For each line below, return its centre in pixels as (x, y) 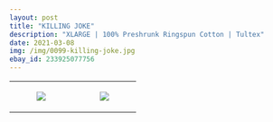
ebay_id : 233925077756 (52, 59)
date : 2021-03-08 (42, 43)
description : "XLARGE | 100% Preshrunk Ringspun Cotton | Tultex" (137, 34)
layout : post (34, 17)
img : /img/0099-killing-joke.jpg (72, 51)
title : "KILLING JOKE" (52, 26)
